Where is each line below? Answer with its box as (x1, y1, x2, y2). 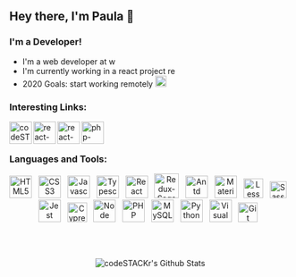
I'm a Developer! (9, 36, 82, 48)
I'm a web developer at (21, 55, 107, 67)
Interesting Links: (9, 100, 88, 113)
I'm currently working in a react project (21, 65, 166, 76)
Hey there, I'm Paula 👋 (9, 9, 135, 24)
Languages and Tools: (9, 153, 107, 165)
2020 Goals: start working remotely (21, 78, 154, 89)
